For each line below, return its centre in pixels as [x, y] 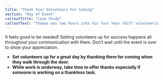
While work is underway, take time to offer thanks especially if [76, 67]
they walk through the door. [41, 62]
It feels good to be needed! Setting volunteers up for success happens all [78, 37]
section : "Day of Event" [30, 14]
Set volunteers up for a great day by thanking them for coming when [82, 57]
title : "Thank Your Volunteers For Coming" [50, 10]
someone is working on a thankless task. [54, 72]
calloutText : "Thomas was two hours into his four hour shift [69, 23]
